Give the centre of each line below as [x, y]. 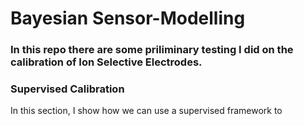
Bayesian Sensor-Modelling [128, 18]
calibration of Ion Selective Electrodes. [106, 62]
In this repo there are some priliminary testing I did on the [152, 50]
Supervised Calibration [67, 89]
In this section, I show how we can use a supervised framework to [146, 111]
